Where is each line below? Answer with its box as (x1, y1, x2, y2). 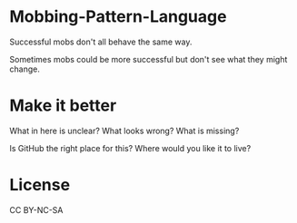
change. (9, 63, 41, 74)
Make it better (9, 95, 117, 116)
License (9, 175, 71, 196)
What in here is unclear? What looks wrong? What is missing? (9, 125, 240, 136)
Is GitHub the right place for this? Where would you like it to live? (9, 142, 252, 153)
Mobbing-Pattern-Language (9, 6, 227, 27)
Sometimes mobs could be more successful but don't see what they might (9, 53, 288, 64)
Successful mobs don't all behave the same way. (9, 36, 193, 47)
